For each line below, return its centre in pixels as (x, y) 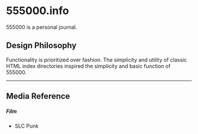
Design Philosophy (41, 46)
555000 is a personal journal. (42, 27)
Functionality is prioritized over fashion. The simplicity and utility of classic (97, 59)
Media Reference (38, 96)
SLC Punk (27, 126)
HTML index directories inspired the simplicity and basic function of (88, 66)
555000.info (38, 11)
